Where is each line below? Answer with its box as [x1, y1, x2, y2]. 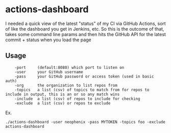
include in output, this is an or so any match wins [5, 92, 120, 97]
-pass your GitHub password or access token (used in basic [14, 74, 154, 79]
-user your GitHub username [14, 69, 83, 74]
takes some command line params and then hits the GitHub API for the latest [5, 31, 166, 37]
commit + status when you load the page [5, 37, 91, 43]
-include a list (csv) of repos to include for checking [14, 96, 140, 101]
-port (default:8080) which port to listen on [14, 65, 125, 70]
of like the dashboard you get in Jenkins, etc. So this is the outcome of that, [5, 25, 164, 32]
